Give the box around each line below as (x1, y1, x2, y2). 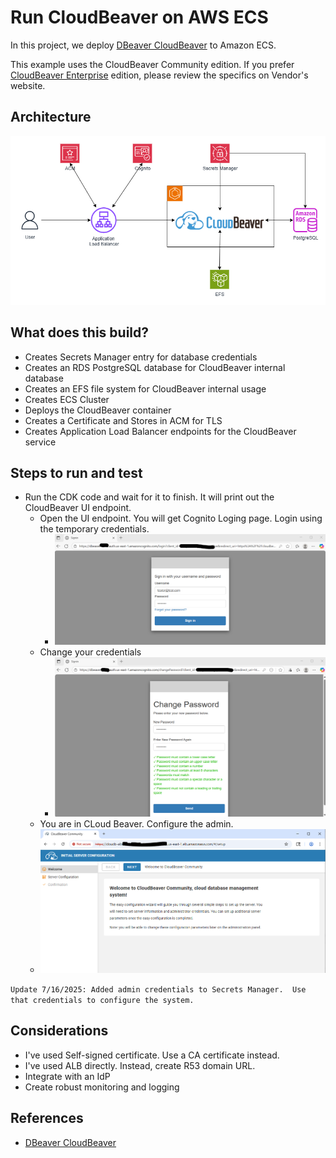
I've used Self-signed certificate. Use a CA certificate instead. (24, 1049, 280, 1061)
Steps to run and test (10, 464, 143, 481)
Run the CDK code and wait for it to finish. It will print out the (24, 491, 275, 503)
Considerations (10, 1022, 109, 1040)
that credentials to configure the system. (10, 995, 195, 1005)
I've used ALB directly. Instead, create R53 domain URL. (24, 1059, 256, 1071)
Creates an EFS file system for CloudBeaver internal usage (24, 382, 267, 395)
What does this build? (10, 324, 150, 341)
